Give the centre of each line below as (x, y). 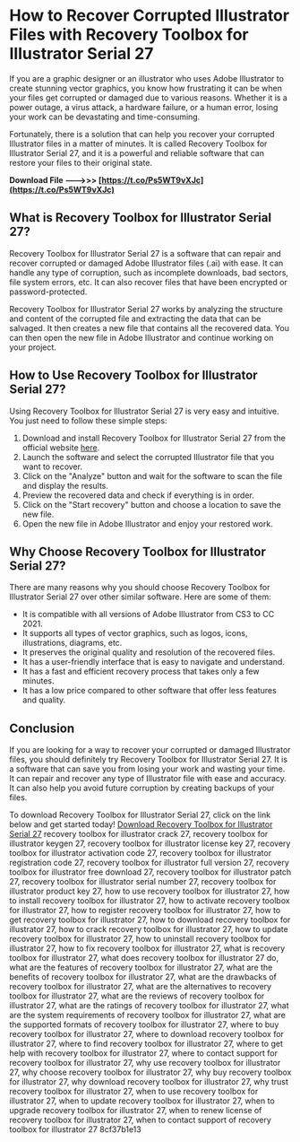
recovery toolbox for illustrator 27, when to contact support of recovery (140, 1120)
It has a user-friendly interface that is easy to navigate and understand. (153, 662)
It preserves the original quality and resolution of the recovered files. (149, 652)
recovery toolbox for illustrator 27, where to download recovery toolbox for (147, 1034)
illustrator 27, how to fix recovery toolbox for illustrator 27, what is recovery (147, 948)
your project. (33, 347)
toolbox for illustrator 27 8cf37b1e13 (75, 1129)
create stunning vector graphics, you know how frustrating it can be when (146, 88)
